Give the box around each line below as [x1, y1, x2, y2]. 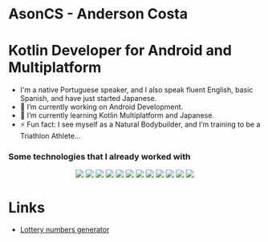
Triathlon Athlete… [19, 131, 82, 141]
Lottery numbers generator [19, 225, 110, 235]
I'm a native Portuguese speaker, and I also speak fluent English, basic [19, 85, 254, 95]
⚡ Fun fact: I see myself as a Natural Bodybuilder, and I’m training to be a [19, 119, 261, 129]
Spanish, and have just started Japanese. [19, 94, 157, 103]
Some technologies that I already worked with [8, 151, 191, 163]
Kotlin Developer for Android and [8, 42, 233, 60]
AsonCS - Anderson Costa [8, 5, 189, 23]
